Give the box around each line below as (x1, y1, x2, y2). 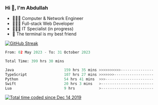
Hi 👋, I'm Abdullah (5, 4, 48, 11)
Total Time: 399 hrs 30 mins (5, 59, 64, 64)
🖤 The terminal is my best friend (12, 31, 77, 37)
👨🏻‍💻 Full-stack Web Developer (12, 21, 74, 26)
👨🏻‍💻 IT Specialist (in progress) (12, 26, 74, 32)
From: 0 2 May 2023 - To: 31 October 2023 (5, 50, 91, 55)
